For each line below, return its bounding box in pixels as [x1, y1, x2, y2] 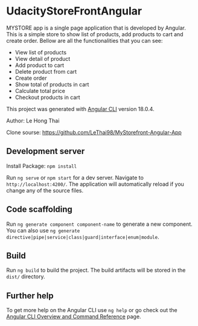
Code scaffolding [6, 204, 72, 215]
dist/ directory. [6, 273, 45, 280]
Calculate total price [14, 87, 65, 94]
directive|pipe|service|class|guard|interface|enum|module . [6, 233, 159, 240]
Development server [6, 146, 85, 156]
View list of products [14, 48, 67, 56]
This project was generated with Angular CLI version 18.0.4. [6, 105, 155, 112]
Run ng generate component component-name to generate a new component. [6, 220, 193, 228]
